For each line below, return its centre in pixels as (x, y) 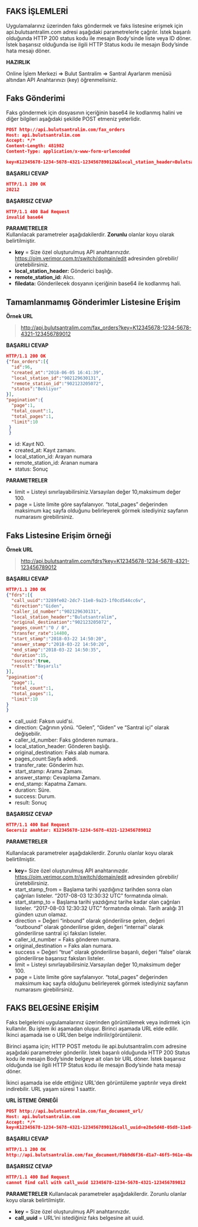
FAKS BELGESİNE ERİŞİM (52, 1008)
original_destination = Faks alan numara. (64, 946)
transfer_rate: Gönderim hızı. (49, 765)
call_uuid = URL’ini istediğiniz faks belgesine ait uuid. (79, 1218)
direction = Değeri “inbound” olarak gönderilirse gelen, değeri (90, 921)
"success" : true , (31, 661)
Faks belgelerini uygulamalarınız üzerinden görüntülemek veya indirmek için (98, 1022)
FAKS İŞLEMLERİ (37, 11)
